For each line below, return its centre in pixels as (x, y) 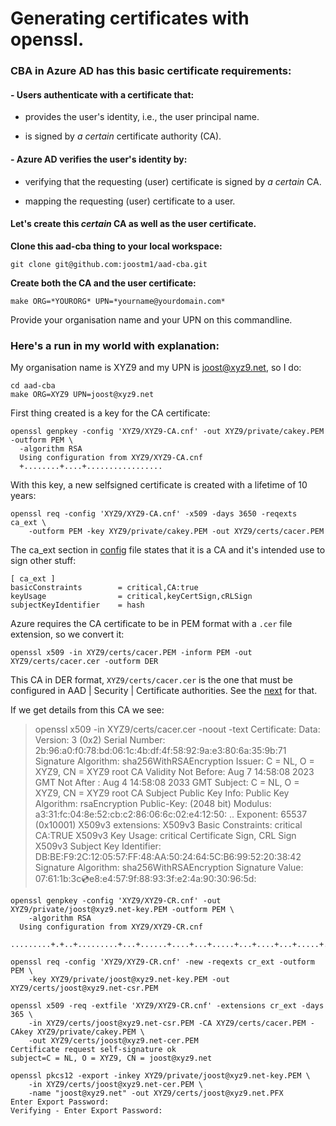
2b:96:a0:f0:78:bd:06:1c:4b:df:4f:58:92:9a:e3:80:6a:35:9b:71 (160, 751)
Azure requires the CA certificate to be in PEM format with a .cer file (151, 624)
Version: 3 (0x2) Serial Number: (100, 740)
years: (23, 496)
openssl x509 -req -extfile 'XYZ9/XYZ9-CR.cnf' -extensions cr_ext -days (167, 1006)
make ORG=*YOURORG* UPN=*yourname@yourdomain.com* (118, 301)
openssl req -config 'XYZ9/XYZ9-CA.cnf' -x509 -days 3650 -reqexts (154, 514)
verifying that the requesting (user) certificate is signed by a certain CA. (173, 181)
